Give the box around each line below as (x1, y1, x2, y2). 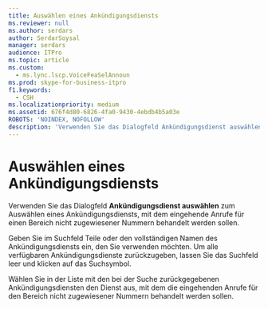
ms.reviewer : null (8, 19, 69, 27)
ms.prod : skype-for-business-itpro (8, 78, 127, 86)
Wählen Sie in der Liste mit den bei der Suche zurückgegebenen (8, 274, 219, 283)
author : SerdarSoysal (8, 34, 81, 42)
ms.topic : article (8, 57, 69, 65)
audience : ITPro (8, 49, 62, 57)
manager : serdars (8, 42, 66, 50)
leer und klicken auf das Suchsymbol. (8, 259, 132, 268)
